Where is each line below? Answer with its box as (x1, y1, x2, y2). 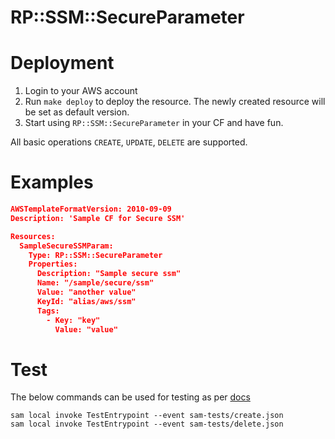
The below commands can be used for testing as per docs (10, 391, 251, 403)
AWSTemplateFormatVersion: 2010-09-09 (10, 204, 172, 215)
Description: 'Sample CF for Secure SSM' (10, 213, 186, 223)
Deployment (10, 52, 115, 75)
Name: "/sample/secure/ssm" (36, 278, 155, 288)
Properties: (28, 259, 78, 270)
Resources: (10, 231, 56, 241)
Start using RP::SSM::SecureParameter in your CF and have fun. (24, 117, 284, 129)
